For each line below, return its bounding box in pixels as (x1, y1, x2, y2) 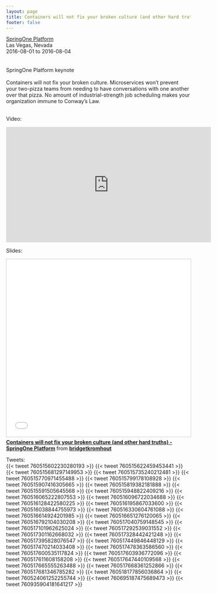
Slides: (6, 247, 22, 254)
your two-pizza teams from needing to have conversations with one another (6, 86, 190, 93)
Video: (6, 115, 22, 122)
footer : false (6, 19, 41, 25)
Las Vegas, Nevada (6, 42, 53, 49)
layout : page (6, 8, 38, 15)
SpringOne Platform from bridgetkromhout (6, 445, 112, 452)
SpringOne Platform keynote (6, 67, 74, 74)
